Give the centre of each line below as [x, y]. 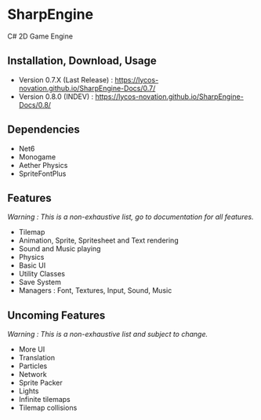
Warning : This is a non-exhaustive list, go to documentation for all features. [130, 217]
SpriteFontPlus [42, 173]
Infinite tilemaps [45, 400]
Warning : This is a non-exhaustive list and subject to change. [108, 334]
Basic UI [32, 265]
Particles [33, 366]
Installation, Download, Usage [82, 61]
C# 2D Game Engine [40, 36]
